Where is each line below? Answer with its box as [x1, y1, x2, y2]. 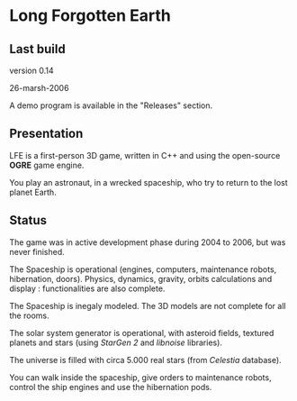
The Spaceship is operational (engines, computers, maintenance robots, [9, 263, 277, 275]
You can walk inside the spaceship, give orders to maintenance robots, [9, 371, 272, 383]
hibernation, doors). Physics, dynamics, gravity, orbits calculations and [9, 273, 273, 284]
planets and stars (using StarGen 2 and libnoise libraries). [9, 337, 223, 348]
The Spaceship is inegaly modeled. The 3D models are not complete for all [9, 300, 286, 311]
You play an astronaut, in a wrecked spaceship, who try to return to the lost [9, 177, 288, 187]
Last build [9, 41, 66, 57]
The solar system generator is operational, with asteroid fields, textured [9, 327, 274, 338]
